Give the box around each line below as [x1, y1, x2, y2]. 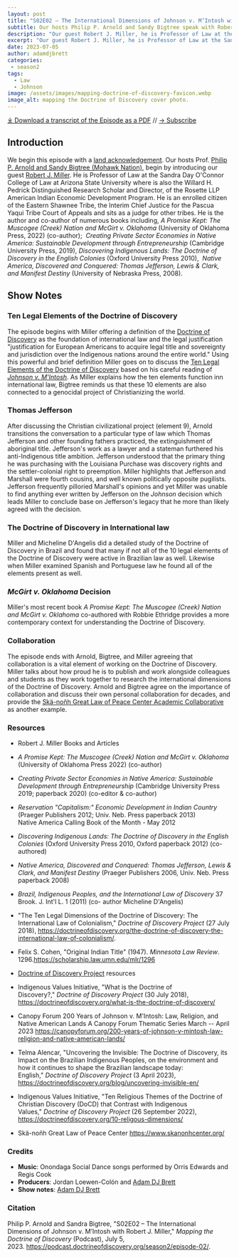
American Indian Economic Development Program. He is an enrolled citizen [7, 193, 228, 201]
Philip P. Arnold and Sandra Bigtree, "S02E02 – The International [7, 1219, 196, 1228]
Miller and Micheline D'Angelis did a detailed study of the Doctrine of [7, 539, 209, 547]
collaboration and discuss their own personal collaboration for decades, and [7, 690, 230, 698]
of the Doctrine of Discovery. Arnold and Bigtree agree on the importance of [7, 682, 230, 691]
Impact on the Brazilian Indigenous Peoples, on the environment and [17, 1055, 218, 1064]
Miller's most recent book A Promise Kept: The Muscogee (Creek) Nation [7, 603, 222, 612]
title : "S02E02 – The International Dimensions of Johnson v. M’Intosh [7, 17, 224, 24]
